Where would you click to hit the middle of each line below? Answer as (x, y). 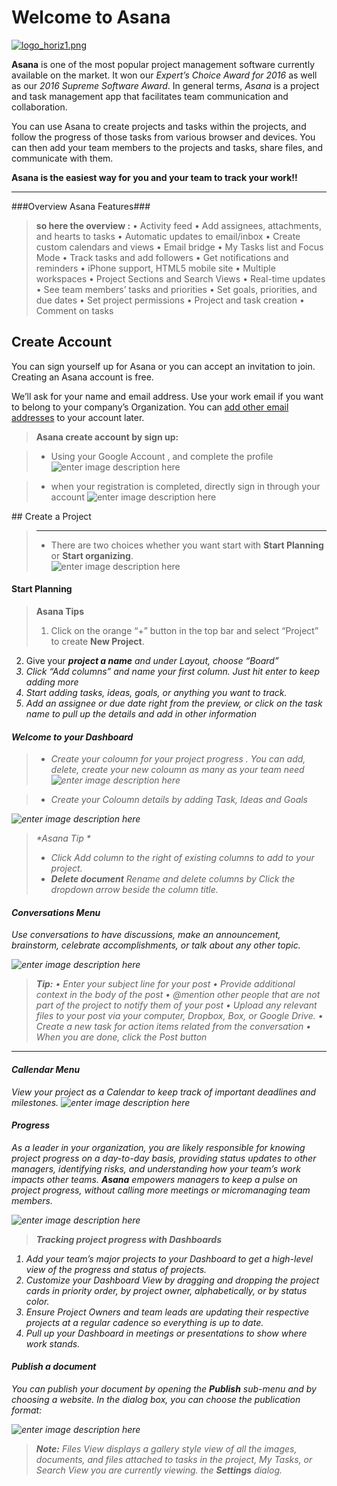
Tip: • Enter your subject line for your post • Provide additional (165, 984)
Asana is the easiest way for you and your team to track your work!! (154, 177)
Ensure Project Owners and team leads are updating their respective (167, 1312)
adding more (52, 682)
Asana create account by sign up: (107, 437)
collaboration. (39, 107)
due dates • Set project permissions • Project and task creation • (170, 300)
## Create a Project (51, 516)
